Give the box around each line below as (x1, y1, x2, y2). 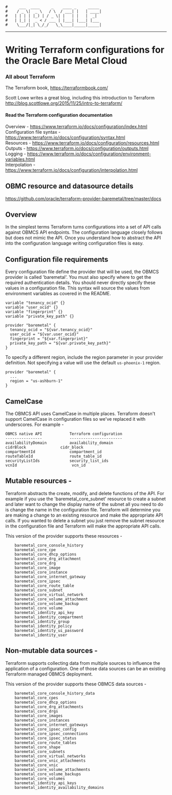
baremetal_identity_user (14, 633, 68, 638)
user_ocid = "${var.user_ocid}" (10, 332, 79, 337)
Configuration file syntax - (5, 129, 61, 135)
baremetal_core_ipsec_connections (14, 731, 88, 736)
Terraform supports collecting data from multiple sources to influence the (5, 660, 160, 666)
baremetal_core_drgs (14, 708, 58, 714)
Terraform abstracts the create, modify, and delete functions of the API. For (5, 490, 164, 496)
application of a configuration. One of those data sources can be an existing (5, 665, 166, 671)
